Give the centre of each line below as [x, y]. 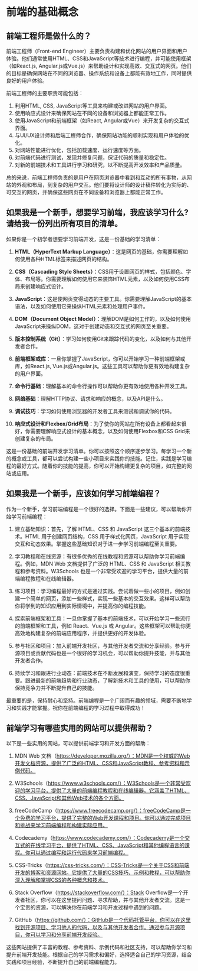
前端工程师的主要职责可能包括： [45, 93]
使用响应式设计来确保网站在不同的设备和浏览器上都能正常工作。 [92, 113]
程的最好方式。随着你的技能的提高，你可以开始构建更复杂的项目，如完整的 [96, 466]
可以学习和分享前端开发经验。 [67, 935]
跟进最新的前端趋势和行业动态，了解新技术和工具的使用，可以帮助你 [108, 680]
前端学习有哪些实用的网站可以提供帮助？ [80, 728]
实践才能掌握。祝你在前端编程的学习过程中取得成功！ [81, 707]
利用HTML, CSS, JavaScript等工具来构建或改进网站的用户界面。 [92, 106]
